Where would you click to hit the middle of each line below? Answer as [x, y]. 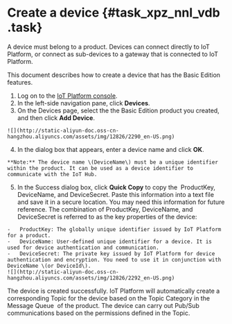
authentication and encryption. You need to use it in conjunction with [114, 259]
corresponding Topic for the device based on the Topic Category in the [108, 298]
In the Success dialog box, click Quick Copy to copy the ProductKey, [116, 187]
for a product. [29, 235]
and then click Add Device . [56, 118]
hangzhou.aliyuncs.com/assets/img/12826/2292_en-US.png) [91, 278]
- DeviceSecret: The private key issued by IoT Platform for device [111, 254]
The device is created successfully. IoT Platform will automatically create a [114, 291]
